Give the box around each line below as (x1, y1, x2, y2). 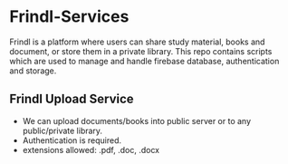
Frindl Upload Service (9, 92, 134, 107)
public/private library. (22, 125, 102, 136)
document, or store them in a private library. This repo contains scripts (9, 45, 273, 56)
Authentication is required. (22, 134, 122, 146)
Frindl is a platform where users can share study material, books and (9, 36, 265, 47)
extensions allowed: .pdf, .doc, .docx (22, 144, 160, 155)
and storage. (9, 65, 57, 76)
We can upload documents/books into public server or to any (22, 115, 252, 126)
